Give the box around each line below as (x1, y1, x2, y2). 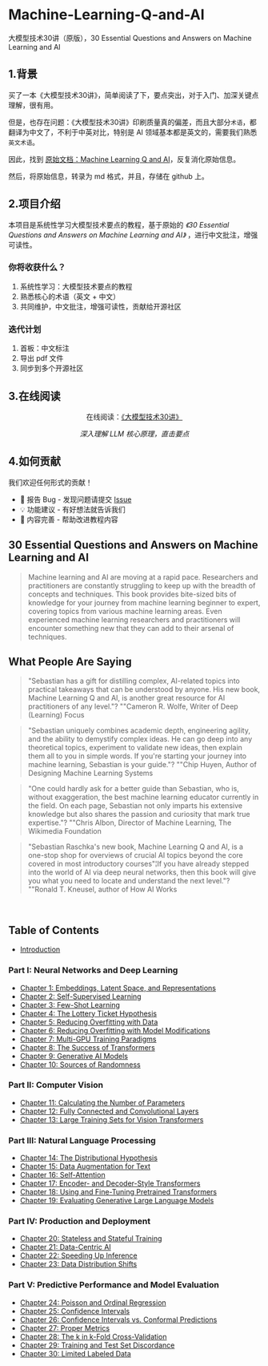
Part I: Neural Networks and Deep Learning (8, 964, 178, 976)
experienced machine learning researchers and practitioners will (27, 615, 241, 624)
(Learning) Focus (27, 710, 85, 720)
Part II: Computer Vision (8, 1080, 104, 1091)
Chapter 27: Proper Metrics (19, 1323, 110, 1332)
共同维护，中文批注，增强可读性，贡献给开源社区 (19, 301, 182, 311)
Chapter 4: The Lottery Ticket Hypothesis (19, 1008, 158, 1018)
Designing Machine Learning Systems (27, 768, 154, 778)
